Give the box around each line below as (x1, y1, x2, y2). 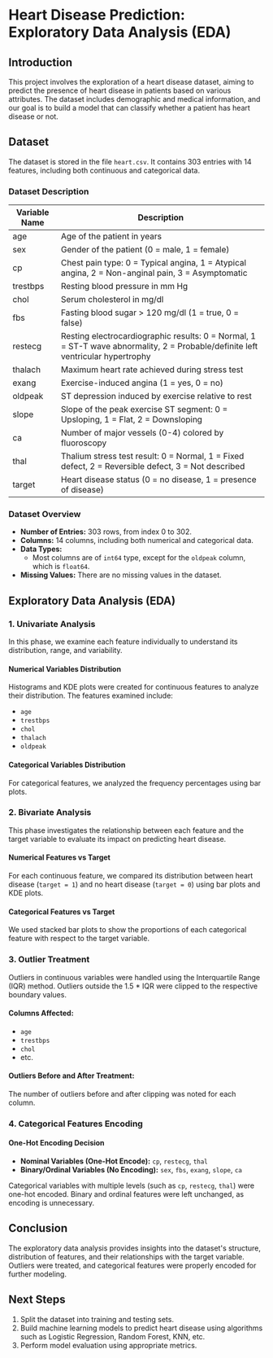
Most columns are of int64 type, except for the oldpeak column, (32, 553, 246, 563)
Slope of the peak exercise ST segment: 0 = (60, 404, 228, 415)
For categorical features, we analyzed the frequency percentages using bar (8, 778, 262, 787)
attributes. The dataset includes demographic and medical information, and (8, 94, 261, 103)
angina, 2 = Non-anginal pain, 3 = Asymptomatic (60, 267, 248, 278)
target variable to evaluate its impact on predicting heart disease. (8, 834, 227, 843)
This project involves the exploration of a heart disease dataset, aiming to (8, 77, 254, 86)
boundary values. (8, 989, 67, 999)
